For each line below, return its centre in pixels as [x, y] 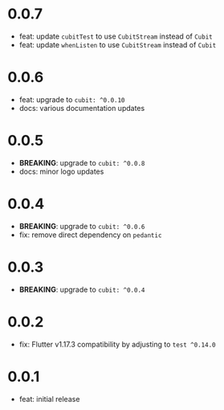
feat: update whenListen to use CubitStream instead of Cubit [118, 44]
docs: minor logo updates [61, 171]
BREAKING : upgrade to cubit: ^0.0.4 [82, 289]
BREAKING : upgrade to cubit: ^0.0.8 [82, 162]
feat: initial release [49, 399]
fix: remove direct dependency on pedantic [90, 235]
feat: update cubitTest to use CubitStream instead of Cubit [116, 36]
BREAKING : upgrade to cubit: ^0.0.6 [82, 226]
